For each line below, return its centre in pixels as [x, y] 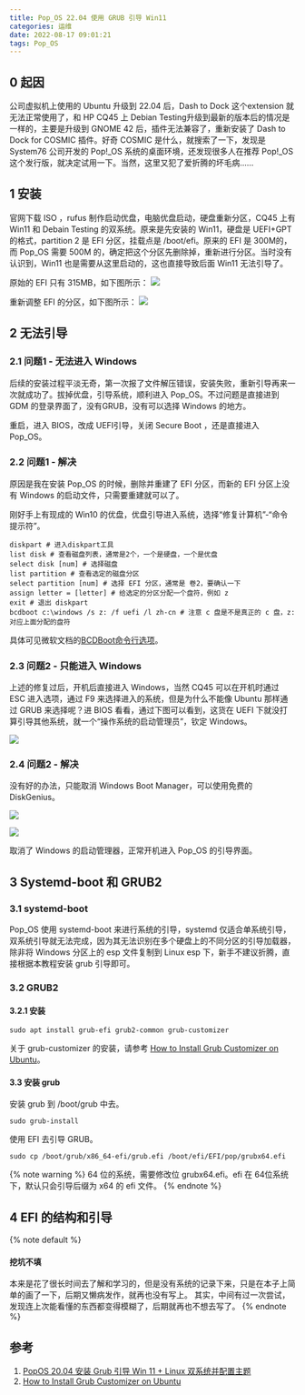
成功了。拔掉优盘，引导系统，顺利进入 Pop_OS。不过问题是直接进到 [152, 394]
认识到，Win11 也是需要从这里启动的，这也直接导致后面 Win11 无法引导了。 [149, 263]
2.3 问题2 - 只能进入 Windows [76, 666]
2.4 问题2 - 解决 [44, 765]
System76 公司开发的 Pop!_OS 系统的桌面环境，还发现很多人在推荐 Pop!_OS [151, 152]
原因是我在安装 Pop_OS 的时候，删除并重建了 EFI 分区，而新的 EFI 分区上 [146, 484]
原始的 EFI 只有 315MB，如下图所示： [79, 282]
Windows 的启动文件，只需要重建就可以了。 [102, 495]
